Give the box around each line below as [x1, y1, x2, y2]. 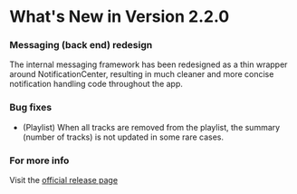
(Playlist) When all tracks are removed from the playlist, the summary [22, 121, 281, 132]
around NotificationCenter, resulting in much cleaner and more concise [9, 69, 274, 80]
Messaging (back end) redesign [9, 39, 153, 52]
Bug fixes [9, 102, 53, 114]
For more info [9, 154, 70, 167]
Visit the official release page [9, 175, 119, 186]
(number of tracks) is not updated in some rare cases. [22, 131, 225, 142]
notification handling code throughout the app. [9, 79, 184, 90]
